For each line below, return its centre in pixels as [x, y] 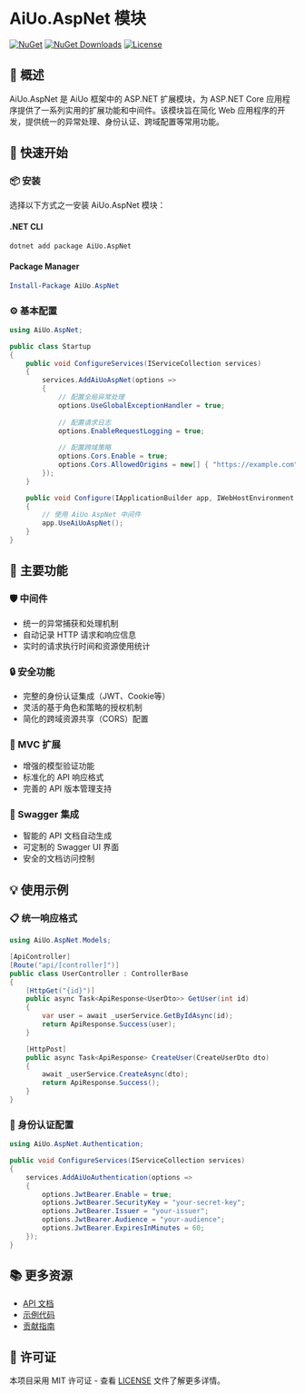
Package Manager [44, 267]
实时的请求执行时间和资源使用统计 [86, 646]
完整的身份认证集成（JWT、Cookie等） [96, 696]
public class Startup [50, 346]
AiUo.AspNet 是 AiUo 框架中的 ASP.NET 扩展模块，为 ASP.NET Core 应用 [146, 99]
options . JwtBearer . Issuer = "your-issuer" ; [125, 1211]
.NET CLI [26, 227]
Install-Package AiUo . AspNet [64, 286]
